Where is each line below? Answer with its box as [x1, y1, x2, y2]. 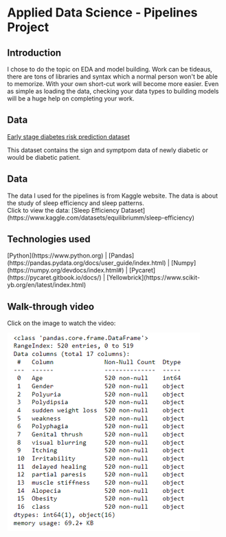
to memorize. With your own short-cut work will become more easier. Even [7, 80, 219, 87]
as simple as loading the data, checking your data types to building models [7, 87, 219, 95]
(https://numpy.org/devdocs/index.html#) [7, 266, 124, 275]
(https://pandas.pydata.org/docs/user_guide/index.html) [7, 259, 166, 267]
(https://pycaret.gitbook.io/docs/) [7, 273, 102, 282]
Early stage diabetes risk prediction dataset [7, 132, 131, 140]
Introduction [7, 47, 62, 59]
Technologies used [7, 233, 91, 245]
